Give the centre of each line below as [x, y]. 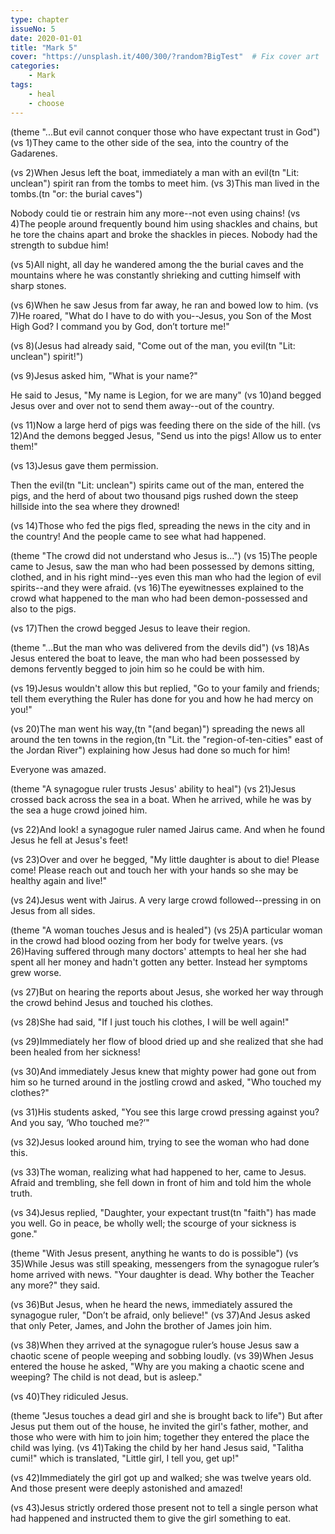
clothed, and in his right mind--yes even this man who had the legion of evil [166, 577]
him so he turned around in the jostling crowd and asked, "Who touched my [166, 1082]
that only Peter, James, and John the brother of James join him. [141, 1325]
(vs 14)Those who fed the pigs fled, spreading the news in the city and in [160, 525]
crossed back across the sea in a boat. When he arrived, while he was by [161, 799]
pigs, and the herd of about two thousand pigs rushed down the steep [154, 495]
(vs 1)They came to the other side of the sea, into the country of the [150, 142]
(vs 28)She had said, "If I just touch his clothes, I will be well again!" [150, 1022]
